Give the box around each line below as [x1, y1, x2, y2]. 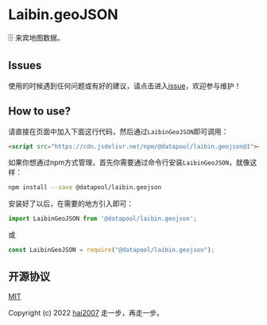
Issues [8, 59, 42, 72]
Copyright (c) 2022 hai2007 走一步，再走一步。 [8, 308, 164, 317]
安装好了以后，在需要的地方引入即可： [8, 199, 133, 208]
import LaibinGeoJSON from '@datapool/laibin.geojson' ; [8, 215, 197, 223]
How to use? [8, 105, 72, 118]
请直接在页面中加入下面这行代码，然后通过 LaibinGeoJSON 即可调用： [8, 126, 229, 136]
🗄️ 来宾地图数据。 [8, 33, 64, 42]
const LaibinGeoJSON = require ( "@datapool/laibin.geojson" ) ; [8, 246, 215, 254]
